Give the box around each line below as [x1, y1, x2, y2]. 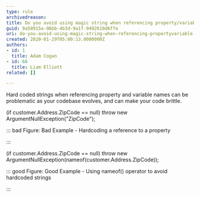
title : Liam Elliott [11, 64, 62, 70]
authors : [6, 42, 28, 48]
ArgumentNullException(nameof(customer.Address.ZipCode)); [6, 156, 160, 164]
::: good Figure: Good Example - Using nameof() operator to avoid [6, 168, 168, 175]
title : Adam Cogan [11, 53, 58, 59]
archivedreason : [6, 14, 46, 20]
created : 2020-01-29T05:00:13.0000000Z [6, 36, 105, 42]
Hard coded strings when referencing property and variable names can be [6, 91, 189, 98]
